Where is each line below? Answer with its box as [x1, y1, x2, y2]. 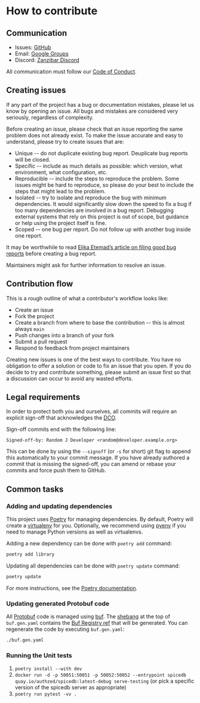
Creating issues [6, 85, 66, 95]
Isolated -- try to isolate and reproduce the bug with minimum [14, 194, 167, 201]
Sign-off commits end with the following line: [6, 425, 116, 433]
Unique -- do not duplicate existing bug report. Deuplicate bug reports [14, 149, 188, 156]
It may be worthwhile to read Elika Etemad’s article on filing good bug [6, 243, 177, 251]
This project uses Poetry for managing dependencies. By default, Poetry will [6, 516, 194, 523]
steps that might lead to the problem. [14, 187, 106, 195]
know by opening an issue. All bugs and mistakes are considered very [6, 107, 179, 115]
